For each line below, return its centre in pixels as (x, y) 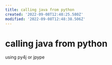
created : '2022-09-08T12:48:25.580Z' (44, 14)
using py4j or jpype (25, 57)
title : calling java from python (40, 10)
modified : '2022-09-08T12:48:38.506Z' (45, 19)
